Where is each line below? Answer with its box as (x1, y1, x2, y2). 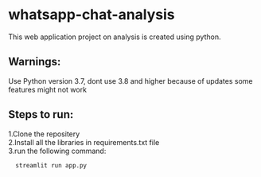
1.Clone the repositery (8, 129, 80, 139)
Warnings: (8, 55, 61, 69)
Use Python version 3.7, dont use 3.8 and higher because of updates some (8, 76, 253, 85)
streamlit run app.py (15, 161, 88, 169)
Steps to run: (8, 108, 74, 121)
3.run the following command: (8, 146, 107, 155)
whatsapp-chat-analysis (8, 6, 175, 24)
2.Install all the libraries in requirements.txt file (8, 137, 160, 147)
